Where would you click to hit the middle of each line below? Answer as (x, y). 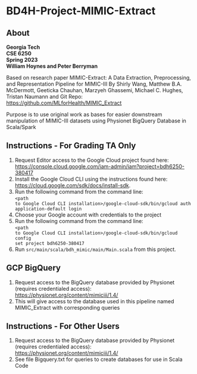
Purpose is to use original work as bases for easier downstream (84, 114)
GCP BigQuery (34, 268)
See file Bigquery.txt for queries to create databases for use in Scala (98, 359)
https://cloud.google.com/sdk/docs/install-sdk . (73, 185)
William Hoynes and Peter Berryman (52, 66)
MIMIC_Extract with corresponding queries (67, 307)
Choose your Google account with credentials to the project (88, 215)
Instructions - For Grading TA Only (71, 146)
